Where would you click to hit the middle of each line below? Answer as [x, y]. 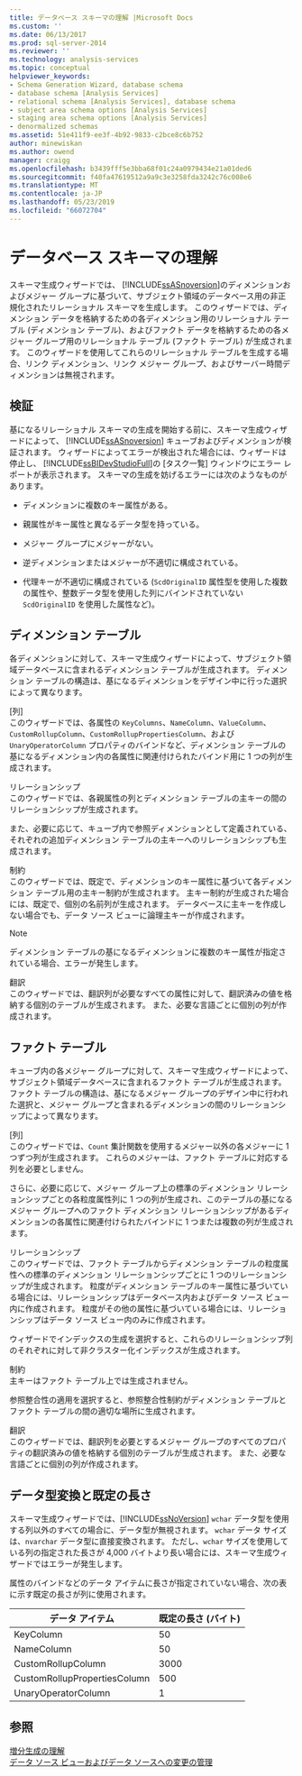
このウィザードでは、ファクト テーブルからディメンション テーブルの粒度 [145, 1264]
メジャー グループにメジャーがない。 [90, 543]
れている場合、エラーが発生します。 [76, 963]
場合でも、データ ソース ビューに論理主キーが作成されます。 [137, 915]
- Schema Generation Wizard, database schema [96, 85]
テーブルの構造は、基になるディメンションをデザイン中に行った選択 [161, 681]
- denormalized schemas [54, 127]
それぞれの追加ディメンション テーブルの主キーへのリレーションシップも [144, 840]
